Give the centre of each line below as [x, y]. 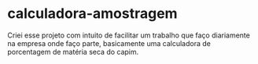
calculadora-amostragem [92, 14]
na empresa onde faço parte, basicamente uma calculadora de [109, 43]
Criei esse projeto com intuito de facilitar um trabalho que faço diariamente [129, 35]
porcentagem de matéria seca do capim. [73, 52]
